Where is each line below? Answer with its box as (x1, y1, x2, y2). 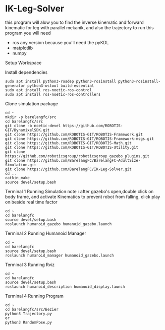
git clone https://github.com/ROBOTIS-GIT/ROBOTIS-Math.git (5, 140, 132, 145)
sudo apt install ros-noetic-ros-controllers (5, 92, 101, 97)
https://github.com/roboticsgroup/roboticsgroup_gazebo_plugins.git (5, 153, 150, 159)
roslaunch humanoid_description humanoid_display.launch (5, 284, 125, 289)
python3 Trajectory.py (5, 311, 52, 316)
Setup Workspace (5, 60, 42, 66)
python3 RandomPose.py (5, 320, 52, 325)
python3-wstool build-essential (27, 83, 94, 88)
